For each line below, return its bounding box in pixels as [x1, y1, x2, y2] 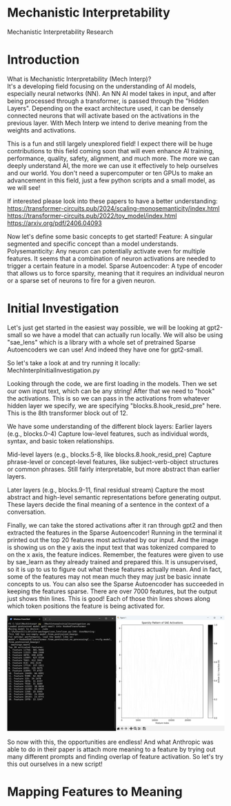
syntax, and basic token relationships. [7, 436, 115, 445]
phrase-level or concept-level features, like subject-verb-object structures [7, 457, 219, 466]
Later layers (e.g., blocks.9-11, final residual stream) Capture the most [7, 486, 205, 494]
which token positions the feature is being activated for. [7, 602, 165, 610]
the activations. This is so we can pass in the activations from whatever [7, 394, 210, 402]
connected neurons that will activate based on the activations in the [7, 111, 200, 119]
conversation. [7, 508, 46, 516]
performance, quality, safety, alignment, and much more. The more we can [7, 154, 219, 162]
